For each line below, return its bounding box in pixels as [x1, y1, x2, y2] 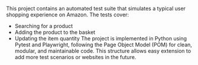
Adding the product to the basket [14, 29, 96, 36]
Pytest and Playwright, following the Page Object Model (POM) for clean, [14, 41, 192, 48]
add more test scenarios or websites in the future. [14, 54, 137, 60]
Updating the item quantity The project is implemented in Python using [14, 35, 187, 42]
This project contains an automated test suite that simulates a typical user [6, 5, 186, 12]
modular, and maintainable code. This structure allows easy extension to [14, 47, 191, 54]
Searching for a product [14, 23, 73, 29]
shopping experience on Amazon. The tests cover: [6, 11, 129, 18]
